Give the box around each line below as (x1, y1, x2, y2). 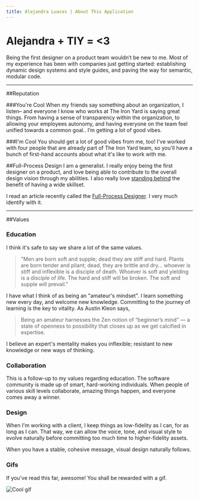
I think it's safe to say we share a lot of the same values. (6, 244, 143, 251)
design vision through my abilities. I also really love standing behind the (6, 174, 181, 181)
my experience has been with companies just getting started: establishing (6, 60, 187, 67)
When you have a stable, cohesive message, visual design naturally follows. (6, 446, 191, 453)
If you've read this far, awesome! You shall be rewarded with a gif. (6, 474, 167, 481)
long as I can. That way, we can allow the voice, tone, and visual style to (6, 428, 182, 436)
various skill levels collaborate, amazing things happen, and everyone (6, 388, 176, 395)
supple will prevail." (20, 280, 69, 287)
